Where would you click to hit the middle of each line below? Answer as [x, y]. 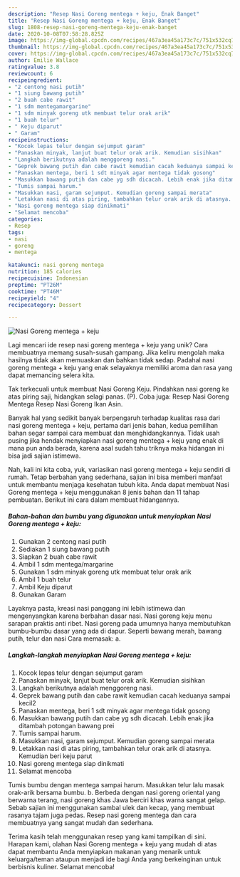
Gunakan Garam [42, 594]
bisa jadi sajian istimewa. [45, 456]
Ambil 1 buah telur [45, 579]
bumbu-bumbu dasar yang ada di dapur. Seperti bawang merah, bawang [115, 631]
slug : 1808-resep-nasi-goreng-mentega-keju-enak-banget [93, 27]
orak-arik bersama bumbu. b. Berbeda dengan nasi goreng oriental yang [114, 793]
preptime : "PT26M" [35, 285]
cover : [18, 54]
